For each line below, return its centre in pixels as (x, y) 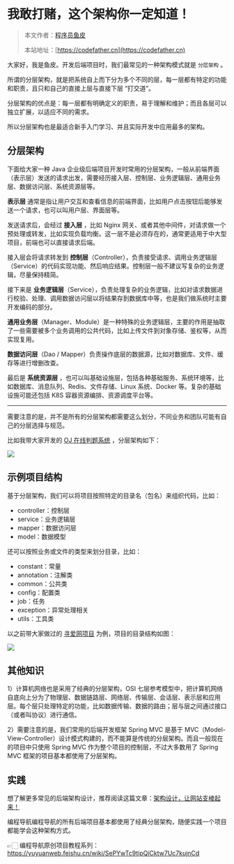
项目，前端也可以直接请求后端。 (53, 242)
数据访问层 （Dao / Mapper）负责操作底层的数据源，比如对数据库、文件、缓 (116, 354)
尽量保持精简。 (41, 274)
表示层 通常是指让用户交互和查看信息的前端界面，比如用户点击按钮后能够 (112, 201)
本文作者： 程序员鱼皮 (55, 35)
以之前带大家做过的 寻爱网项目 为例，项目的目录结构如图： (91, 634)
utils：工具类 (36, 618)
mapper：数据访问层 (47, 527)
